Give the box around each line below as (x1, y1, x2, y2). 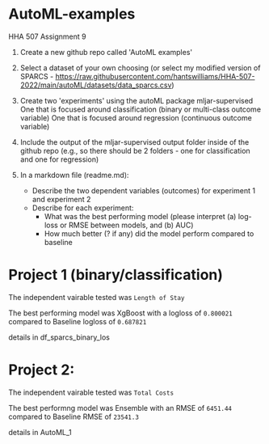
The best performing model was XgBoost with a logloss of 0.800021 (8, 308, 233, 318)
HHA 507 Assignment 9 (8, 32, 86, 41)
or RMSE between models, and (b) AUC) (59, 220, 194, 230)
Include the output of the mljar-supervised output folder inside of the (19, 137, 250, 146)
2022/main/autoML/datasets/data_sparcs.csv (19, 80, 172, 90)
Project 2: (8, 361, 75, 379)
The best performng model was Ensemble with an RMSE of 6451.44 (8, 403, 233, 412)
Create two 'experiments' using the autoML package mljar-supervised (19, 95, 254, 105)
